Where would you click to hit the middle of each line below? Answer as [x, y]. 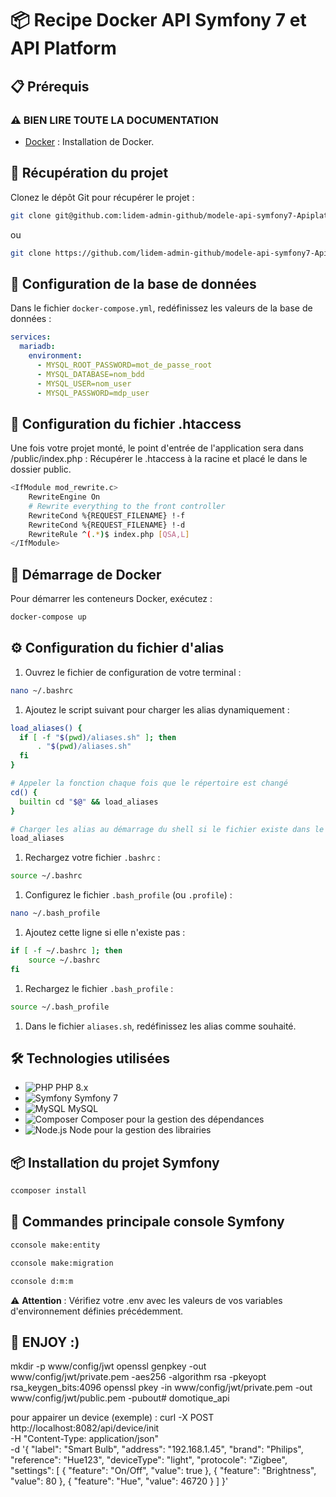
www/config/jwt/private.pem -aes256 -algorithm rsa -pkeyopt [138, 1377]
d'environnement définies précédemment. [97, 1311]
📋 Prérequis [50, 86]
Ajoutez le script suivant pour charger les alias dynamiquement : [157, 709]
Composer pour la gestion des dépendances [172, 1119]
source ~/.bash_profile [60, 1007]
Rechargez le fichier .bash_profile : [99, 988]
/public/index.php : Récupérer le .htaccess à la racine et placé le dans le [159, 459]
